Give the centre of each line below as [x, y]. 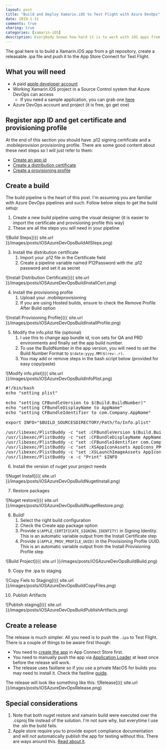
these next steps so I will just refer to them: [49, 150]
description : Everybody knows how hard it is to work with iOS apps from [83, 37]
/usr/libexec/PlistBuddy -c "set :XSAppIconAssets [68, 447]
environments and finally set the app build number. [72, 343]
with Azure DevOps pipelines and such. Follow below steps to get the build [81, 203]
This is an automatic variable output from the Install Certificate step [88, 536]
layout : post [19, 10]
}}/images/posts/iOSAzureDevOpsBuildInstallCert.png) [61, 283]
